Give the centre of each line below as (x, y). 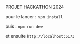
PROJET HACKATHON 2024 (35, 7)
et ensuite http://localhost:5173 (40, 36)
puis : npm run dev (24, 26)
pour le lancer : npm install (34, 17)
